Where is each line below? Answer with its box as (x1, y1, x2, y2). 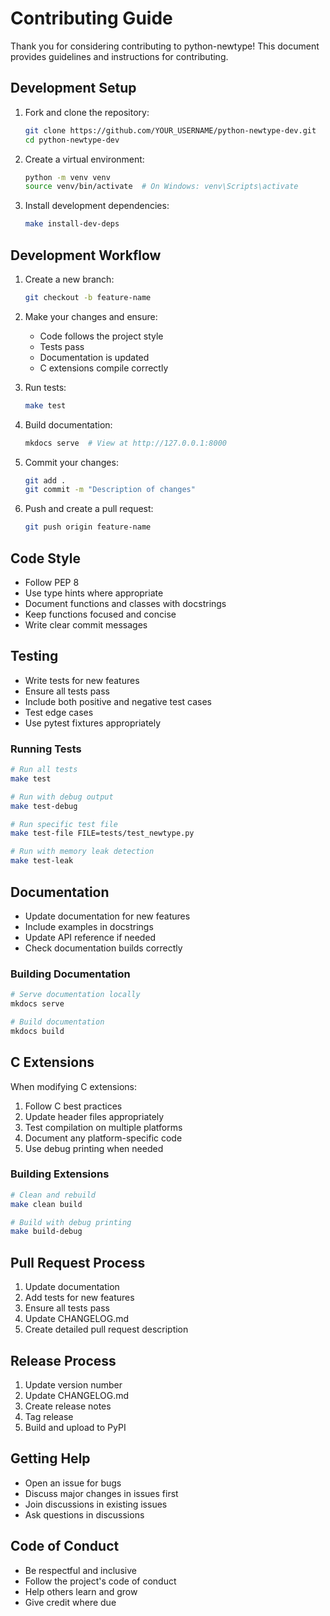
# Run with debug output (10, 792, 114, 802)
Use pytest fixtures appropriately (24, 717, 162, 729)
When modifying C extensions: (10, 1080, 137, 1092)
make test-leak (10, 856, 74, 866)
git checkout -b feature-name (24, 292, 152, 302)
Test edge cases (24, 706, 94, 718)
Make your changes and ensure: (24, 310, 158, 322)
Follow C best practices (24, 1100, 123, 1112)
